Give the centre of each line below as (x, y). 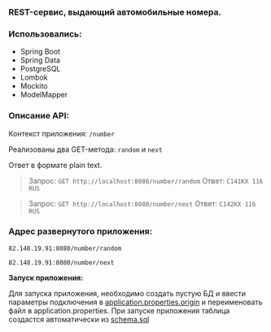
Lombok (34, 78)
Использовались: (45, 33)
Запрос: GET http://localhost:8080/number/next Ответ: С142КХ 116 (142, 203)
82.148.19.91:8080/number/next (61, 262)
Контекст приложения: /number (62, 133)
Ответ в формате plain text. (55, 165)
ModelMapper (44, 95)
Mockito (34, 86)
